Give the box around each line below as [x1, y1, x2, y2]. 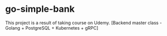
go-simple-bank [5, 3, 75, 15]
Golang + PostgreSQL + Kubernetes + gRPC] [5, 25, 98, 31]
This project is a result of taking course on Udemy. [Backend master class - [5, 20, 162, 26]
